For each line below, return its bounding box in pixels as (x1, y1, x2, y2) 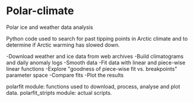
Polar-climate (6, 4, 74, 18)
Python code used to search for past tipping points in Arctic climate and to (6, 35, 188, 42)
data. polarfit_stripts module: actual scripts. (6, 89, 112, 96)
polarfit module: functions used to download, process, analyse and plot (6, 83, 180, 90)
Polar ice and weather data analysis (6, 24, 93, 31)
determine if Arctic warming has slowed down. (6, 41, 120, 48)
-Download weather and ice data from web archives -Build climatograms (6, 52, 184, 60)
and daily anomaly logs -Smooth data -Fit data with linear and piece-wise (6, 59, 186, 66)
